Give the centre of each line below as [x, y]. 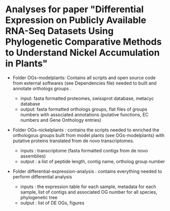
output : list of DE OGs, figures [52, 203]
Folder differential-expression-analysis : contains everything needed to [87, 171]
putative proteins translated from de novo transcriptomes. [73, 141]
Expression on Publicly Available [76, 20]
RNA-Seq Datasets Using [59, 31]
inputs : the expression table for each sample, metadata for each [88, 187]
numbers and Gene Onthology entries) [61, 120]
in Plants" [27, 63]
